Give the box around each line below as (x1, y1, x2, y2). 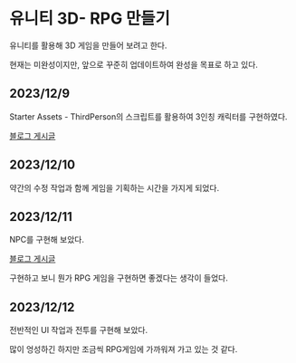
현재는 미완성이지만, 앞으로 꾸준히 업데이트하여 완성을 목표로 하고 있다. (9, 59, 258, 70)
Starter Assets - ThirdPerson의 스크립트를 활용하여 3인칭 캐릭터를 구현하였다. (9, 110, 288, 122)
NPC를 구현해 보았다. (9, 234, 84, 245)
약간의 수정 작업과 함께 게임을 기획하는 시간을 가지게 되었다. (9, 182, 220, 193)
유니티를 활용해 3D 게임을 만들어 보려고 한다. (9, 40, 167, 51)
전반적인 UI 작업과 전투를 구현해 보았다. (9, 325, 148, 336)
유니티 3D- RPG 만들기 (9, 8, 170, 29)
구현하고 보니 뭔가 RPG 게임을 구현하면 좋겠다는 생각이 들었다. (9, 272, 228, 283)
